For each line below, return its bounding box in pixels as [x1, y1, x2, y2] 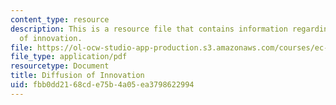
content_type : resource [10, 14, 110, 25]
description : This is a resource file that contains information [10, 24, 288, 34]
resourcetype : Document [10, 61, 110, 71]
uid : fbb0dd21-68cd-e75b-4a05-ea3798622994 [10, 80, 195, 90]
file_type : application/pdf [10, 52, 128, 62]
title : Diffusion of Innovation [10, 71, 145, 81]
